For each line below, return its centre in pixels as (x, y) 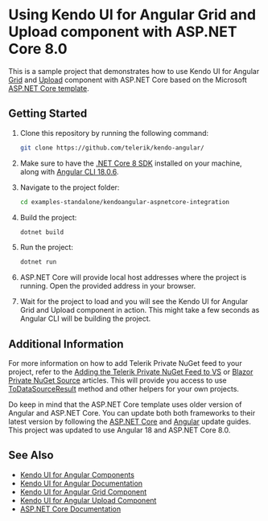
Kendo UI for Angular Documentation (81, 483)
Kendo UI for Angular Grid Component (83, 491)
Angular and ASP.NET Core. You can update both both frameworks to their (132, 413)
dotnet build (42, 232)
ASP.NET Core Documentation (70, 509)
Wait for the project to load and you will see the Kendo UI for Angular (134, 302)
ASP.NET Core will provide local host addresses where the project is (133, 277)
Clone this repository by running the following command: (114, 133)
